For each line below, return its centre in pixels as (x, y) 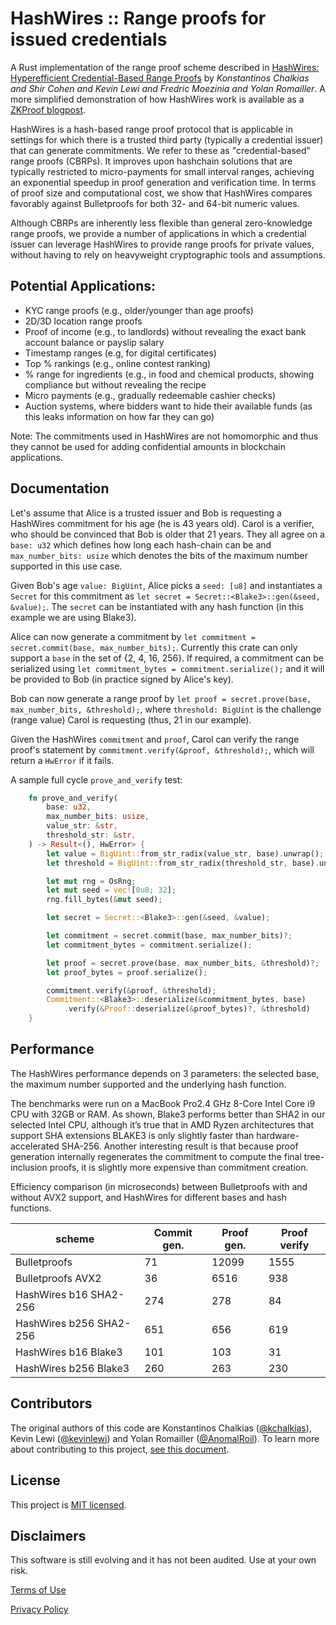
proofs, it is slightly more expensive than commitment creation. (179, 1167)
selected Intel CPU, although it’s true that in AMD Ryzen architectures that (162, 1124)
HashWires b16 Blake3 (69, 1352)
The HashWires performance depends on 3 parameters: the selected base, (165, 1073)
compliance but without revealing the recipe (115, 384)
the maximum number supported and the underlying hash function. (148, 1084)
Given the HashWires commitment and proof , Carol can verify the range (155, 739)
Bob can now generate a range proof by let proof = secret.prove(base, (161, 698)
